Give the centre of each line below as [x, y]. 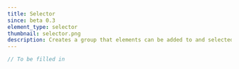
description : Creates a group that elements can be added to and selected [121, 40]
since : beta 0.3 [31, 20]
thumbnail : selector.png [44, 33]
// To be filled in [36, 59]
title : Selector [31, 14]
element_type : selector [43, 27]
